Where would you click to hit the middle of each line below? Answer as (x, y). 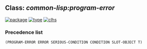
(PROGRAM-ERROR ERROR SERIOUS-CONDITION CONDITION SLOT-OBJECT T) (74, 42)
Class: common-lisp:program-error (60, 8)
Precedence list (24, 32)
